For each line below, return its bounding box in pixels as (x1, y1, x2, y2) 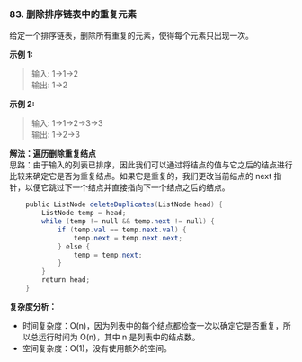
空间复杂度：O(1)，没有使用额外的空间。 (22, 342, 173, 353)
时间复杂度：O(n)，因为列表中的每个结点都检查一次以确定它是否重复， (22, 320, 283, 330)
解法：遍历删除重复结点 (9, 149, 96, 159)
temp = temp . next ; (73, 250, 143, 259)
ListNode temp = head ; (41, 209, 127, 218)
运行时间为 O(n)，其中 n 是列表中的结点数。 (38, 331, 200, 342)
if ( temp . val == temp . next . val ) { (57, 225, 187, 234)
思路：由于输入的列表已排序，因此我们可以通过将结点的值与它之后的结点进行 (9, 159, 293, 170)
